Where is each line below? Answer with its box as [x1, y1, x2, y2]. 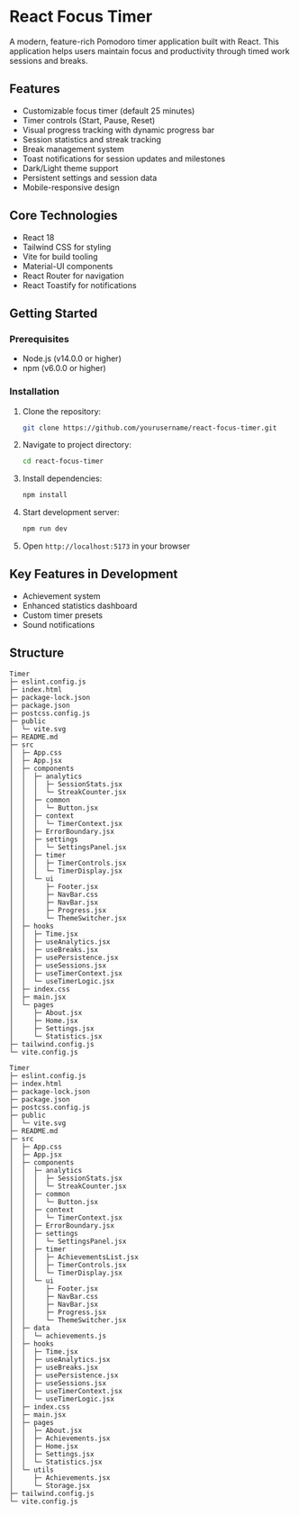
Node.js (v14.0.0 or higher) [22, 353, 122, 364]
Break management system [22, 143, 124, 154]
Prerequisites [9, 332, 69, 345]
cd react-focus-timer [22, 457, 104, 466]
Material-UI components [22, 260, 113, 271]
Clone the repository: [22, 405, 102, 416]
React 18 [22, 231, 55, 242]
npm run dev [22, 524, 68, 533]
